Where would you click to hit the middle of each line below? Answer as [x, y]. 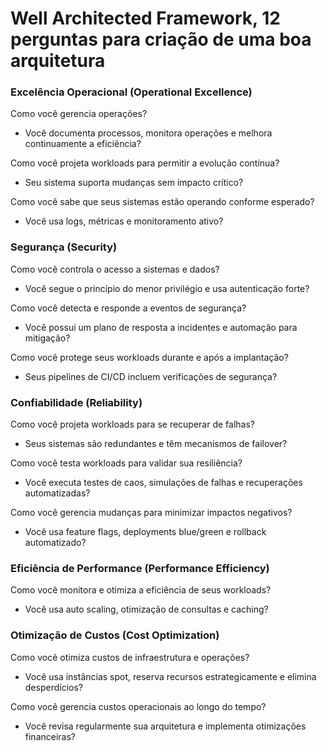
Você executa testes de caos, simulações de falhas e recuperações [163, 483]
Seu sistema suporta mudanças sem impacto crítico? [134, 183]
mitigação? [47, 338]
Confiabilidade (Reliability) [76, 402]
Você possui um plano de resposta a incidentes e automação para [161, 327]
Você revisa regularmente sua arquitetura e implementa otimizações [165, 726]
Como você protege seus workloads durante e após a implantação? [149, 357]
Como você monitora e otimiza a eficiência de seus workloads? [141, 590]
